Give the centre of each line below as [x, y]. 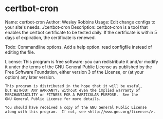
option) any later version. [30, 77]
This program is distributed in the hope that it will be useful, [74, 86]
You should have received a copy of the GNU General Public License [76, 107]
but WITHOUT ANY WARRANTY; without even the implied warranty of [72, 90]
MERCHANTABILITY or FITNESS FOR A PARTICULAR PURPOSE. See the [72, 95]
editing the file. [20, 52]
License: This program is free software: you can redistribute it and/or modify [81, 61]
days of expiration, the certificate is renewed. [50, 38]
